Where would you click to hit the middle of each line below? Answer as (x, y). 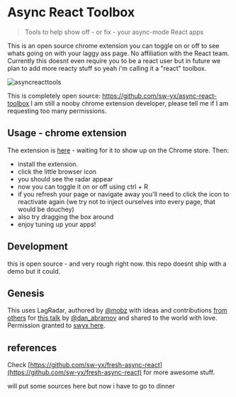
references (32, 348)
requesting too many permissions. (57, 111)
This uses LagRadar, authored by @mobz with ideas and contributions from (118, 311)
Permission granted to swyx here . (56, 325)
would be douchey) (46, 209)
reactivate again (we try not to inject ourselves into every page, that (117, 201)
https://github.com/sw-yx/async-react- (159, 96)
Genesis (26, 293)
